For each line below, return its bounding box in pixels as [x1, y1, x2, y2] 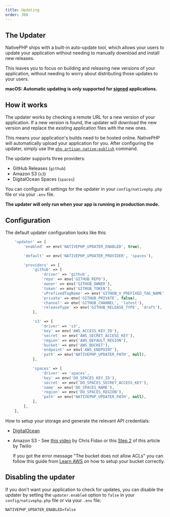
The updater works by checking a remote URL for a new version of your [5, 114, 155, 120]
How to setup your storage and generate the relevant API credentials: [5, 418, 150, 424]
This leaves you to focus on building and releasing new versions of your [5, 65, 156, 71]
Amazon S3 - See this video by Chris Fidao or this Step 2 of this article [12, 437, 160, 443]
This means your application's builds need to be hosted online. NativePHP [5, 135, 160, 141]
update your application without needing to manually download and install [5, 50, 160, 56]
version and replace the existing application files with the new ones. [5, 125, 147, 131]
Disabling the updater [5, 473, 75, 481]
